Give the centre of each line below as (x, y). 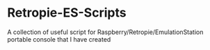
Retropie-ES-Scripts (67, 13)
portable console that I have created (59, 39)
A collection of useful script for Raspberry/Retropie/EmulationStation (105, 32)
